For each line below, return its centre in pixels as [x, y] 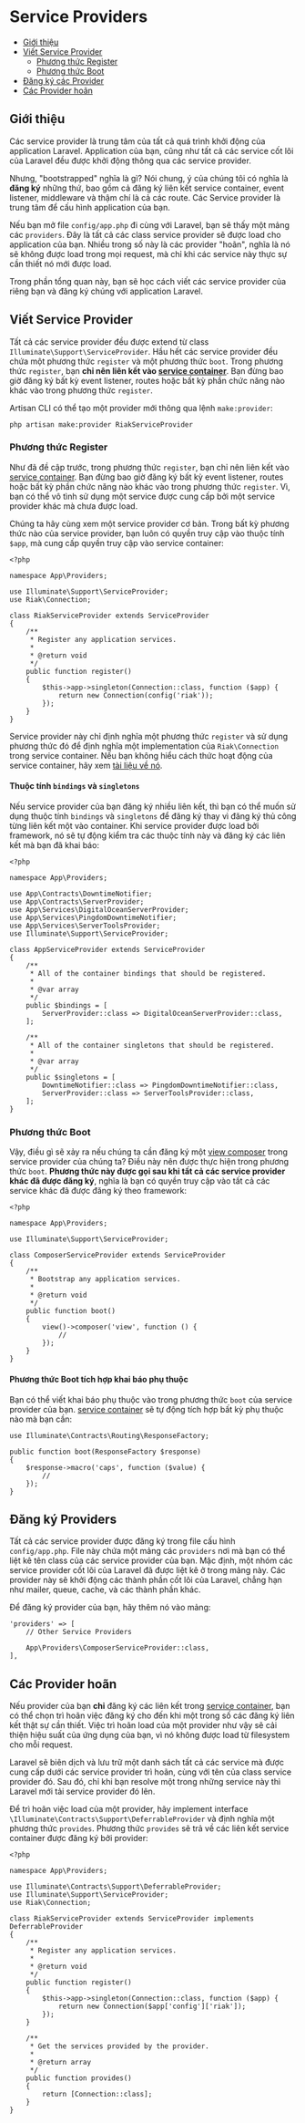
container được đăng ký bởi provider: [79, 1838]
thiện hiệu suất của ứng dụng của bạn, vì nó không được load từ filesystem [149, 1735]
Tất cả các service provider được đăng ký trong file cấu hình [122, 1541]
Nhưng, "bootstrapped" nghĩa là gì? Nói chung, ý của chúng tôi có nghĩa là [149, 178]
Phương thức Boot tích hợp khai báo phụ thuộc [99, 1379]
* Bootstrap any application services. [105, 1279]
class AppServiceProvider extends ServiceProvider [107, 950]
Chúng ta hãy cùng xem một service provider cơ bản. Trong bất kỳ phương [149, 523]
